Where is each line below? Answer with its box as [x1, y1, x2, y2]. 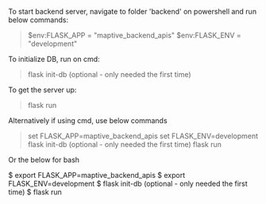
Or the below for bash [8, 155, 80, 164]
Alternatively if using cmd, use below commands [8, 116, 168, 125]
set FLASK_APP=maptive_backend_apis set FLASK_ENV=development [27, 131, 259, 140]
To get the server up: [8, 85, 77, 94]
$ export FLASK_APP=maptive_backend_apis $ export [8, 171, 186, 179]
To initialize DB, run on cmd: [8, 55, 101, 64]
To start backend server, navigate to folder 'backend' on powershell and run [8, 7, 256, 16]
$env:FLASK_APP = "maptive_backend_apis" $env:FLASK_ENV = [27, 31, 242, 40]
